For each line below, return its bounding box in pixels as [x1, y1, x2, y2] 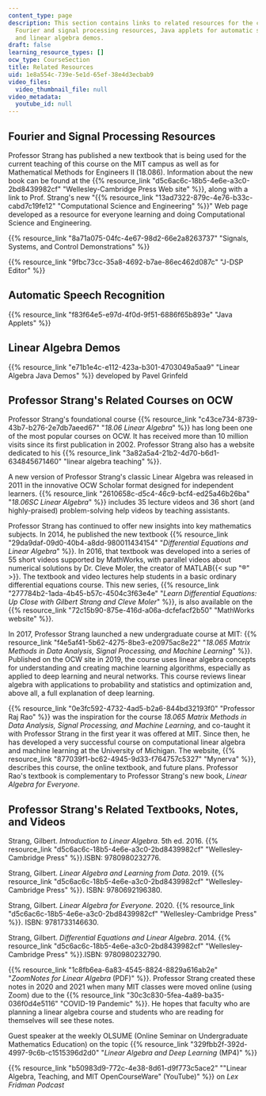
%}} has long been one [177, 423, 253, 433]
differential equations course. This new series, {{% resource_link [8, 580, 219, 590]
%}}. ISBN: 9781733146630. [8, 917, 99, 927]
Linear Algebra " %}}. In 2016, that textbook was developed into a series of [8, 547, 251, 556]
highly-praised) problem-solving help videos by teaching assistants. [8, 506, 230, 516]
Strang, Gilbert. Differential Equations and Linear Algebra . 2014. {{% [8, 933, 231, 943]
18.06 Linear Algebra [104, 423, 173, 433]
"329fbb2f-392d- [189, 1040, 248, 1049]
